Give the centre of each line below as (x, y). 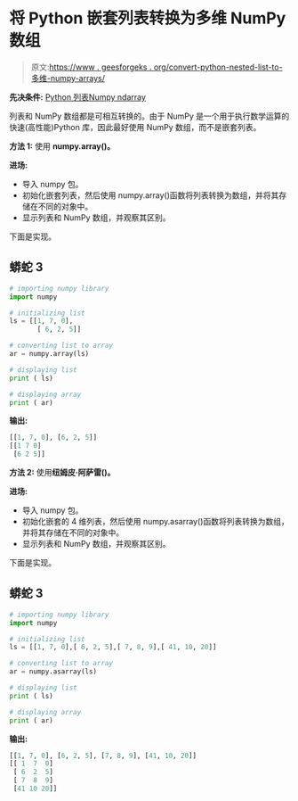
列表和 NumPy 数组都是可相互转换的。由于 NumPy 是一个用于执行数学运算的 (149, 116)
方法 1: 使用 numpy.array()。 (62, 146)
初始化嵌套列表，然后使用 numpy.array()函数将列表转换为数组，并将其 (150, 195)
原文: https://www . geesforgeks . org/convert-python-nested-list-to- (157, 67)
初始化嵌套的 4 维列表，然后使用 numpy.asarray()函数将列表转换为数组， (155, 521)
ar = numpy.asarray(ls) (53, 672)
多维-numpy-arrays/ (68, 78)
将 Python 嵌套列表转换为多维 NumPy (148, 18)
